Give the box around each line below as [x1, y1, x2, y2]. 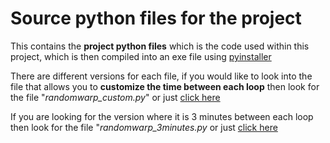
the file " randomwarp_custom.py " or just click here [10, 91, 221, 103]
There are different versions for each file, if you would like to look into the [10, 70, 313, 82]
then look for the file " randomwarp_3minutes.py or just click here [10, 121, 278, 133]
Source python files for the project [10, 7, 302, 30]
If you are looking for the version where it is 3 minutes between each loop [10, 110, 314, 122]
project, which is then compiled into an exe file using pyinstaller [10, 50, 272, 62]
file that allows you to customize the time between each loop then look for [10, 80, 320, 92]
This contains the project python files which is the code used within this [10, 40, 310, 52]
